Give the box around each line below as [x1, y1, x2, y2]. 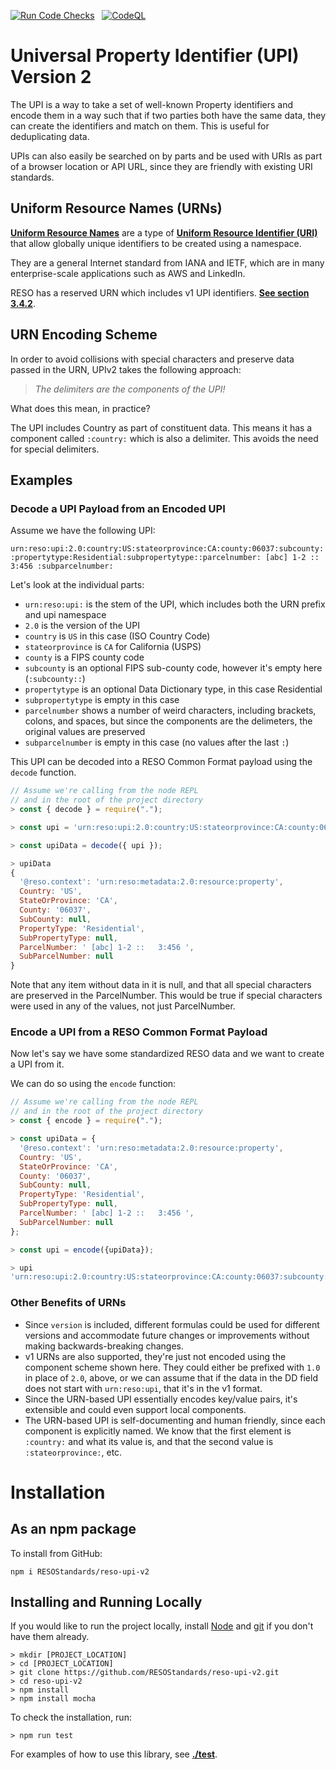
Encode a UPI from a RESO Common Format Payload [10, 1025, 268, 1039]
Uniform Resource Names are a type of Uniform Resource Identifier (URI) [10, 226, 318, 239]
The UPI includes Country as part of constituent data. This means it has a [10, 421, 313, 434]
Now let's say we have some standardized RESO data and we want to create [10, 1048, 325, 1060]
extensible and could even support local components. [24, 1403, 247, 1415]
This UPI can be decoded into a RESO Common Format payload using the [10, 756, 313, 768]
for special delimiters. [10, 443, 100, 455]
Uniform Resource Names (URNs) [10, 200, 223, 217]
